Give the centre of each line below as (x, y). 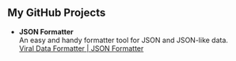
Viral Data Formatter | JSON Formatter (81, 48)
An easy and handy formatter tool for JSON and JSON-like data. (124, 40)
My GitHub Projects (57, 13)
